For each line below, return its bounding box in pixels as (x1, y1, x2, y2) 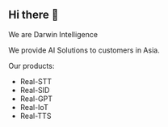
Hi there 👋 (8, 8, 59, 22)
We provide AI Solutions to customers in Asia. (8, 45, 160, 55)
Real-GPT (19, 94, 53, 104)
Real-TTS (19, 111, 52, 121)
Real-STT (19, 76, 52, 86)
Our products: (8, 61, 55, 70)
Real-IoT (19, 102, 48, 112)
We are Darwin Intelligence (8, 29, 99, 39)
